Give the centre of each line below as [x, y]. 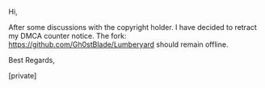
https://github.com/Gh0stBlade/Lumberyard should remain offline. [118, 44]
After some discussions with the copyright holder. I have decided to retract [132, 27]
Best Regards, [32, 60]
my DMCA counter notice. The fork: [67, 36]
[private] [23, 75]
